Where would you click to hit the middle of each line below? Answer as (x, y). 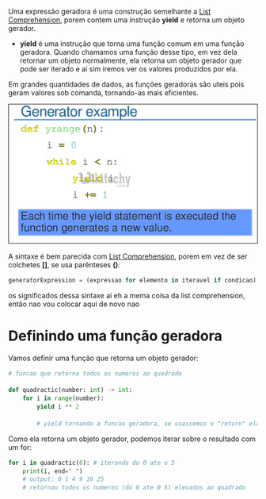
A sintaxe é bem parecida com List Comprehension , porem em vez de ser (128, 256)
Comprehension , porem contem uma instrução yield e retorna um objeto (127, 20)
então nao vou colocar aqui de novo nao (74, 304)
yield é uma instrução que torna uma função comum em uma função (132, 44)
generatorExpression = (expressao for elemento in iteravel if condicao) (133, 280)
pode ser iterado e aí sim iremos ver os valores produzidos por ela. (129, 69)
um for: (20, 447)
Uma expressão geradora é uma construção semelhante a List (110, 12)
